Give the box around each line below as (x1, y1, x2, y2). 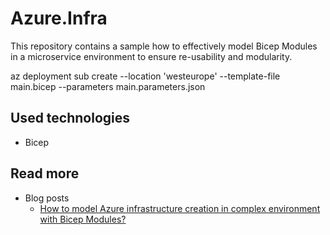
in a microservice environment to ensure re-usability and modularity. (10, 50, 293, 62)
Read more (10, 165, 80, 182)
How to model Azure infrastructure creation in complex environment (39, 202, 321, 214)
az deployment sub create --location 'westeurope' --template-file (10, 70, 281, 82)
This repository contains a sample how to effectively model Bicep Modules (10, 40, 318, 52)
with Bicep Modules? (39, 213, 127, 225)
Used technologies (10, 110, 131, 127)
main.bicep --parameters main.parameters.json (10, 80, 206, 92)
